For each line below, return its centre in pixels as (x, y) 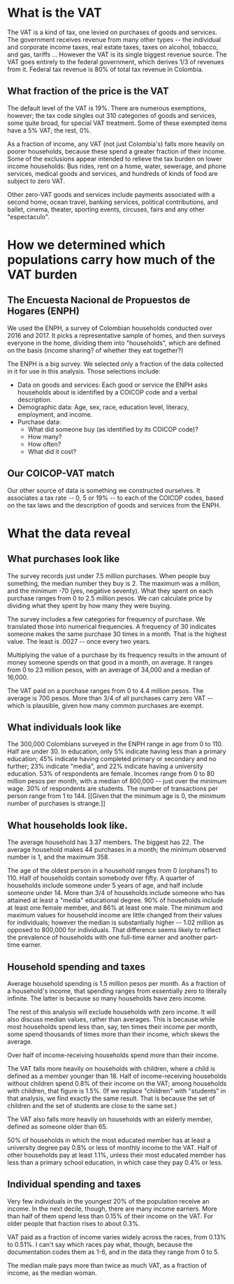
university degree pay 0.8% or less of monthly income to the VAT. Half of (112, 1148)
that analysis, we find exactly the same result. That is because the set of (111, 1098)
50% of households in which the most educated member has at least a (109, 1140)
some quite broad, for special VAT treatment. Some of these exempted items (117, 123)
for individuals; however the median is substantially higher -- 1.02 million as (116, 922)
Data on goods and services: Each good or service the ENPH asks (112, 385)
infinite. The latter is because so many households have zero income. (107, 998)
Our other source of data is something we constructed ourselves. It (104, 490)
